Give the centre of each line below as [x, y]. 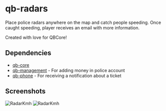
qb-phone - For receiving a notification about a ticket [67, 76]
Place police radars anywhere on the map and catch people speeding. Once [83, 22]
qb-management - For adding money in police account [69, 70]
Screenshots [25, 91]
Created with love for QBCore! [36, 37]
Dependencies [28, 53]
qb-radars [27, 9]
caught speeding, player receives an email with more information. [72, 27]
